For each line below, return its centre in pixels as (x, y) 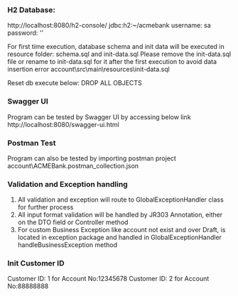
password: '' (26, 33)
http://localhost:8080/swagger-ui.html (63, 124)
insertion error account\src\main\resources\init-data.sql (89, 70)
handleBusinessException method (67, 245)
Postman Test (32, 143)
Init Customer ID (36, 263)
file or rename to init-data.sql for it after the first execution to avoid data (112, 62)
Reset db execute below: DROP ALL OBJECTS (75, 83)
